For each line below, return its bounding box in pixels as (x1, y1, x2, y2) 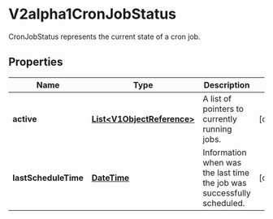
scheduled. (202, 197, 245, 208)
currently (202, 113, 237, 124)
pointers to (202, 103, 244, 114)
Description (203, 79, 250, 90)
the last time (202, 167, 249, 178)
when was (202, 157, 242, 168)
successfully (202, 187, 251, 199)
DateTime (91, 172, 130, 183)
